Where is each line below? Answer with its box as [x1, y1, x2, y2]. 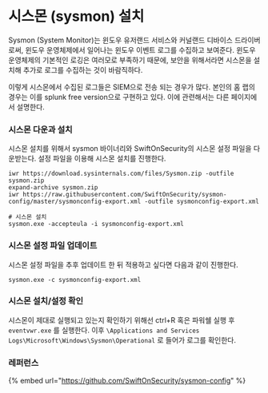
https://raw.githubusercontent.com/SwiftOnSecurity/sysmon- [22, 191, 227, 199]
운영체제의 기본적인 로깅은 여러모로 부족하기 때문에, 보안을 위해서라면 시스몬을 [8, 55, 252, 65]
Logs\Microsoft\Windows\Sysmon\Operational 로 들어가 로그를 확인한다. [8, 335, 236, 344]
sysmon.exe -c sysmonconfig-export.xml [8, 276, 142, 284]
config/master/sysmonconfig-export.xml [8, 197, 142, 206]
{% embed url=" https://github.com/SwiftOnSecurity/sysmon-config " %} [8, 376, 246, 386]
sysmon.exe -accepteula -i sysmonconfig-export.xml [8, 220, 184, 228]
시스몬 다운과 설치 [8, 124, 74, 135]
